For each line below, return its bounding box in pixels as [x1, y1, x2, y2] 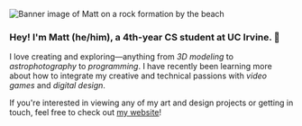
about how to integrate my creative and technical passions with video [9, 70, 268, 81]
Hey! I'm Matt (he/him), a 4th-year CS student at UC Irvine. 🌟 [9, 31, 281, 43]
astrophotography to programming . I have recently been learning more [9, 61, 272, 72]
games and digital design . [9, 80, 106, 91]
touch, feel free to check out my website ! [9, 107, 162, 118]
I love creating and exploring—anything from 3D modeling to [9, 51, 234, 62]
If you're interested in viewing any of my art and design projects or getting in [9, 97, 294, 108]
